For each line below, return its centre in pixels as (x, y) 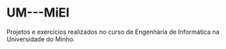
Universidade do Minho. (41, 39)
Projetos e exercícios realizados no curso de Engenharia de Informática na (113, 32)
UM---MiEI (38, 13)
